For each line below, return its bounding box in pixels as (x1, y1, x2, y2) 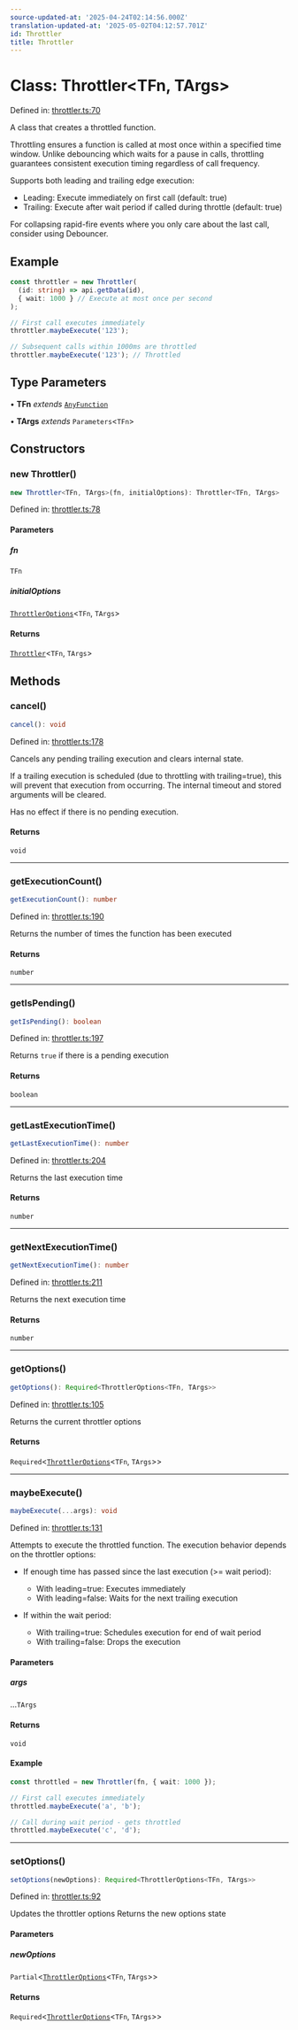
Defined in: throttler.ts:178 (10, 736, 104, 746)
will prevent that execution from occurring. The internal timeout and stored (10, 780, 282, 791)
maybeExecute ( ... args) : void (10, 1507, 118, 1516)
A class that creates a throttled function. (10, 122, 157, 133)
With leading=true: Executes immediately (35, 1583, 187, 1594)
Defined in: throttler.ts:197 (10, 1033, 104, 1044)
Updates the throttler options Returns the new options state (10, 1909, 226, 1919)
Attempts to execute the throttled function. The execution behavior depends (10, 1540, 287, 1550)
